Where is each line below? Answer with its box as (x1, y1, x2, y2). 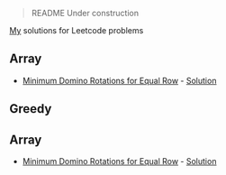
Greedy (9, 101, 52, 116)
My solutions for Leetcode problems (9, 25, 144, 35)
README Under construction (31, 8, 140, 18)
